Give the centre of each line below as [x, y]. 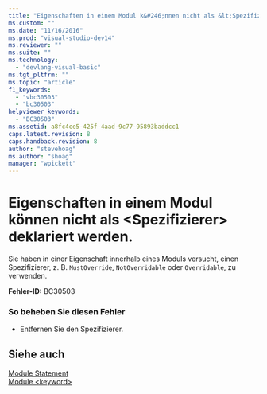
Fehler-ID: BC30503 [42, 291]
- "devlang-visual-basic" [58, 68]
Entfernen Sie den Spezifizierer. [72, 329]
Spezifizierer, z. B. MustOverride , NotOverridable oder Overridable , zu [122, 267]
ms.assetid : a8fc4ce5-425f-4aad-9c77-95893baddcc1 [94, 127]
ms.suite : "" [30, 53]
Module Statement [39, 373]
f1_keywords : [30, 90]
